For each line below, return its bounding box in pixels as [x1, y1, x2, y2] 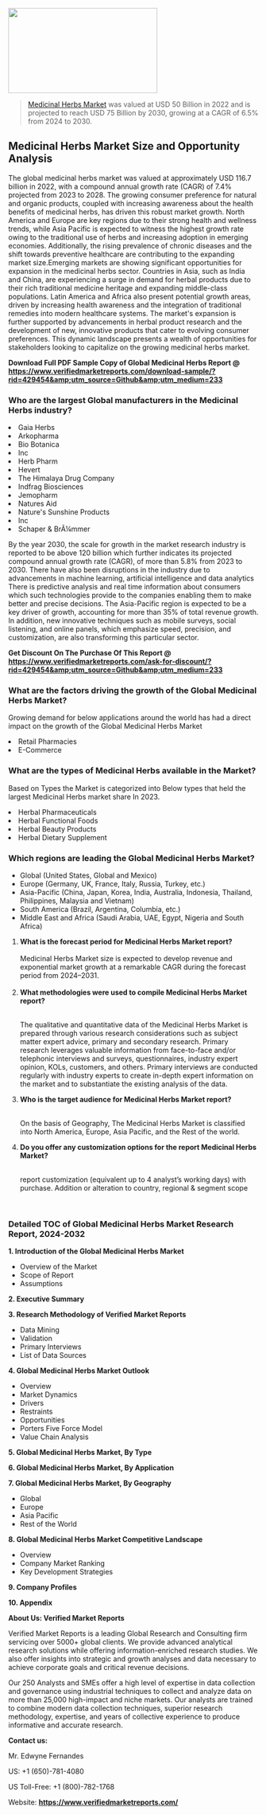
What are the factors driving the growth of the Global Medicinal [8, 685, 257, 696]
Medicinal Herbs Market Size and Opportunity [8, 139, 241, 153]
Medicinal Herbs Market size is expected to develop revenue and [19, 954, 233, 963]
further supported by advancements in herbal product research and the [8, 317, 242, 327]
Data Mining [19, 1325, 60, 1335]
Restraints [19, 1406, 53, 1417]
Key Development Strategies [19, 1567, 114, 1577]
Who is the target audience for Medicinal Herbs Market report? [19, 1095, 232, 1104]
